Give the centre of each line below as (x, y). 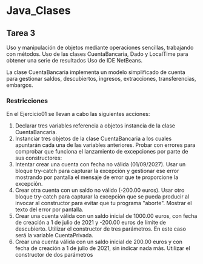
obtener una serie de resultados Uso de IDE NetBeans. (75, 60)
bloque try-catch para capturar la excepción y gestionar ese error (97, 171)
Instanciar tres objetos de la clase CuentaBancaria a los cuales (93, 139)
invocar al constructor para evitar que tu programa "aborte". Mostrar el (103, 203)
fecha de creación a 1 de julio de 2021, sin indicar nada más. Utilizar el (103, 248)
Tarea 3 (21, 33)
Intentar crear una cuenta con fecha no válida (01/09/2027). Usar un (100, 164)
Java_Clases (38, 11)
